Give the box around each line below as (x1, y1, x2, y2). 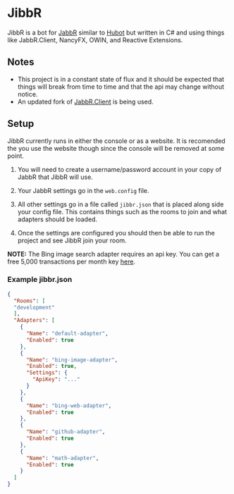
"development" (13, 304, 55, 311)
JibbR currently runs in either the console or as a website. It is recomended (7, 136, 226, 145)
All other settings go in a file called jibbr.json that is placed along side (17, 199, 224, 209)
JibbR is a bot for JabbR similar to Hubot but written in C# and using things (7, 28, 225, 37)
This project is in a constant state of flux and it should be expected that (17, 75, 224, 83)
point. (7, 152, 25, 160)
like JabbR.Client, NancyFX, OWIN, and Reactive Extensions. (7, 35, 183, 44)
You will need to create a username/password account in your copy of (17, 165, 222, 173)
